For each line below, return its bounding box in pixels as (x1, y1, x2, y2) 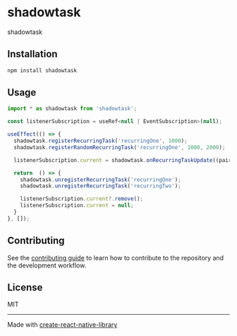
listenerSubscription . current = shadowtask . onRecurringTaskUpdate (13, 156, 213, 163)
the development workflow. (7, 261, 87, 270)
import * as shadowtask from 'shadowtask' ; (7, 105, 138, 112)
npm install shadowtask (7, 66, 78, 74)
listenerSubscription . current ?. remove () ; (20, 195, 143, 202)
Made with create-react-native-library (7, 320, 118, 329)
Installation (7, 48, 58, 60)
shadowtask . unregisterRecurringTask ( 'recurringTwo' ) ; (20, 183, 181, 190)
